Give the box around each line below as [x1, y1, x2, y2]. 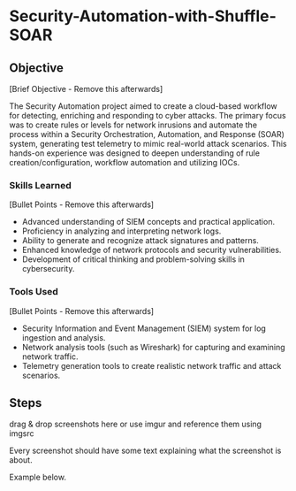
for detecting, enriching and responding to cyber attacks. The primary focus [9, 111, 286, 120]
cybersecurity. [21, 264, 75, 274]
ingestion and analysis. [21, 332, 106, 342]
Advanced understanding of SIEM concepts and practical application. [21, 217, 276, 227]
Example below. [9, 472, 66, 483]
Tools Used [9, 286, 59, 298]
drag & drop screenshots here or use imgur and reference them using [9, 418, 262, 430]
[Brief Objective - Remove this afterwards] [9, 84, 163, 94]
